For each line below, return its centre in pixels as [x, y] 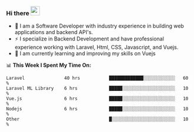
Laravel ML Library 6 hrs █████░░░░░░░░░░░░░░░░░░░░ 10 [97, 89]
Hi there [18, 13]
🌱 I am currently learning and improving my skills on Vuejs [85, 53]
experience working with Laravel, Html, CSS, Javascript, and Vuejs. [96, 48]
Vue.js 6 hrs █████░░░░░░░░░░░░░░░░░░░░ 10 [97, 99]
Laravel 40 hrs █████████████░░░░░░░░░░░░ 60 [97, 78]
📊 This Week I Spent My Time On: [49, 65]
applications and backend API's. [54, 32]
